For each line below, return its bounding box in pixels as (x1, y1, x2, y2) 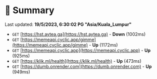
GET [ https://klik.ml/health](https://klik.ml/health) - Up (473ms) (12, 58, 142, 64)
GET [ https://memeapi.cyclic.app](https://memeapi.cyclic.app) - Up (12, 47, 151, 53)
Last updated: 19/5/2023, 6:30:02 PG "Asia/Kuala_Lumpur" (5, 21, 132, 27)
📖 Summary (5, 5, 55, 16)
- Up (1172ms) (89, 42, 118, 48)
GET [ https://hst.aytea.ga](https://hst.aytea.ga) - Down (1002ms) (12, 31, 146, 37)
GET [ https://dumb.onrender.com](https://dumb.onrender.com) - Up (12, 63, 152, 69)
